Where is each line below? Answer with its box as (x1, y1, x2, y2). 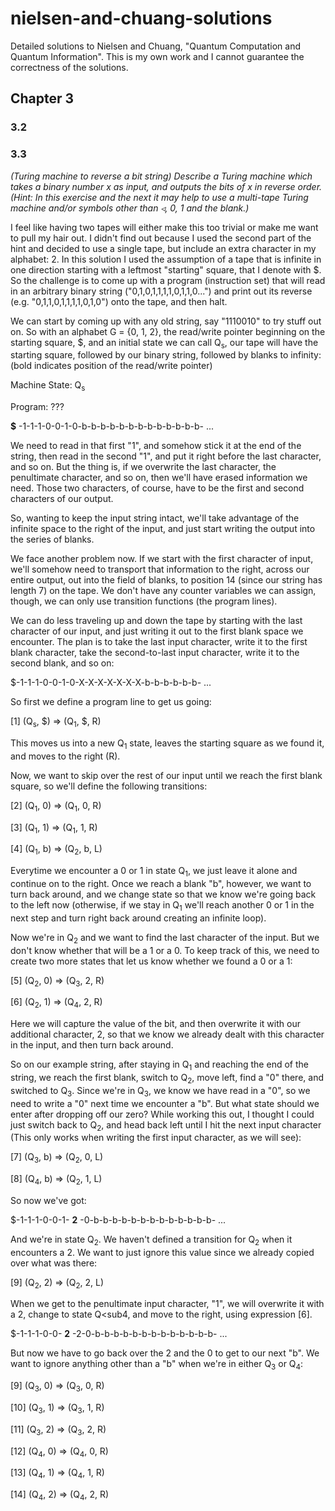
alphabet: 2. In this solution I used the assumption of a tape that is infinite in (10, 253, 322, 265)
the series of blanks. (10, 533, 95, 546)
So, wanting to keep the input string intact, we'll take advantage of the (10, 512, 300, 524)
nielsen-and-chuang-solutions (10, 7, 273, 30)
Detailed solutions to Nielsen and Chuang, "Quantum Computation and (10, 40, 302, 52)
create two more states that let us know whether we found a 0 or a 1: (10, 955, 293, 967)
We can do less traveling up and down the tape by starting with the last (10, 615, 303, 627)
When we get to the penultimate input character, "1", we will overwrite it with (10, 1298, 325, 1310)
